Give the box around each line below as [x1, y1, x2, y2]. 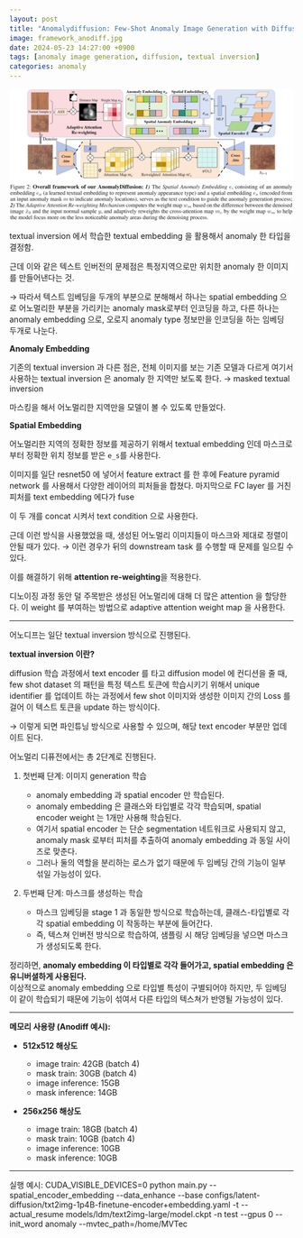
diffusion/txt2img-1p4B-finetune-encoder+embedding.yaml [9, 1199, 231, 1210]
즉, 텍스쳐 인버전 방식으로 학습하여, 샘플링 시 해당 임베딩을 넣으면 [35, 930, 264, 940]
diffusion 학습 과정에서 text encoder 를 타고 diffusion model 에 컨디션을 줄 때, [9, 668, 288, 679]
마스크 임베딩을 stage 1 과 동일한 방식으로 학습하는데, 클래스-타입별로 [35, 907, 280, 918]
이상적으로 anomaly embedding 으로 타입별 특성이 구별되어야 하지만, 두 [9, 983, 263, 994]
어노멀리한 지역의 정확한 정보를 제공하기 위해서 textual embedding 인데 [9, 438, 262, 450]
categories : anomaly [9, 62, 87, 71]
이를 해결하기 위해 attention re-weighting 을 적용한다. [9, 572, 202, 582]
